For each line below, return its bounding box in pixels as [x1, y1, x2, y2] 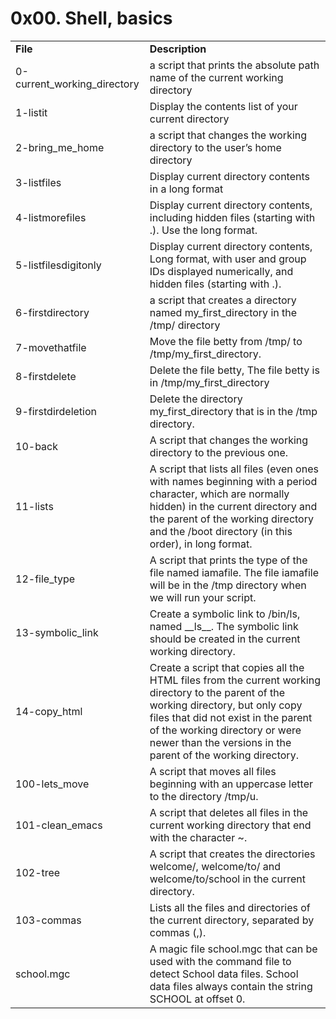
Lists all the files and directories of [149, 900, 311, 914]
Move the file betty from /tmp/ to [149, 334, 303, 348]
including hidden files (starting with [149, 210, 316, 224]
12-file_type [15, 572, 76, 586]
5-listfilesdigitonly [15, 258, 102, 272]
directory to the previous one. [149, 445, 289, 459]
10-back [15, 439, 58, 453]
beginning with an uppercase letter [149, 777, 313, 791]
